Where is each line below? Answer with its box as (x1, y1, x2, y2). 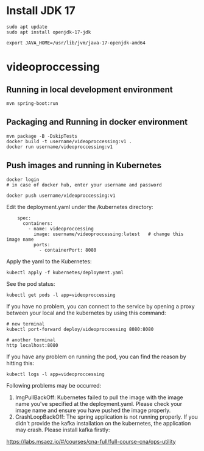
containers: (22, 220, 53, 226)
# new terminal (6, 321, 45, 327)
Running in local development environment (6, 84, 173, 94)
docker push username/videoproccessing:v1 (6, 193, 116, 199)
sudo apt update (6, 24, 47, 30)
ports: (33, 241, 51, 247)
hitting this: (6, 359, 35, 366)
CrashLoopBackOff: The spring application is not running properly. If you (15, 413, 198, 421)
